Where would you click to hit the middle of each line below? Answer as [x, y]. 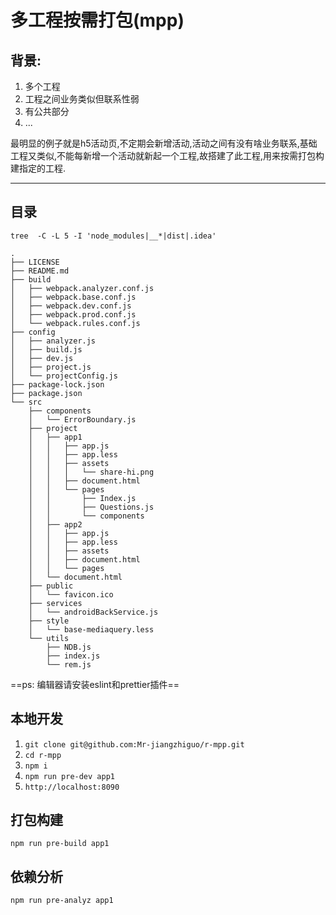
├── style [49, 621]
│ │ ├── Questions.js [91, 507]
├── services [55, 603]
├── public [51, 586]
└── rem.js [69, 664]
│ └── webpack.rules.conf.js [75, 323]
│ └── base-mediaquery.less [91, 629]
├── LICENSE [35, 262]
